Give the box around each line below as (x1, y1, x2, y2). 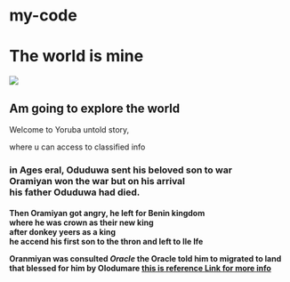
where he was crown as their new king (9, 217, 154, 228)
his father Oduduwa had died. (9, 186, 141, 198)
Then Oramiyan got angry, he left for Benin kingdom (9, 208, 205, 219)
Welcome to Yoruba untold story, (9, 124, 130, 134)
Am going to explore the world (9, 101, 181, 116)
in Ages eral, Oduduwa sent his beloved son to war (9, 164, 233, 176)
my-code (9, 5, 77, 26)
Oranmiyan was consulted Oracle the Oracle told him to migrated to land (9, 254, 282, 264)
